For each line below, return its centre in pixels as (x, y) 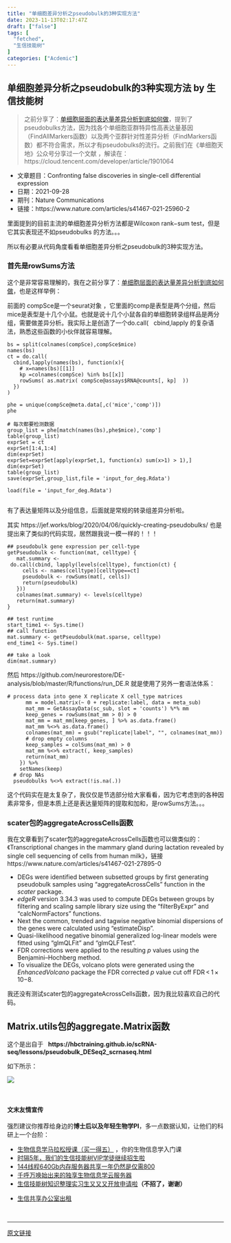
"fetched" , (29, 39)
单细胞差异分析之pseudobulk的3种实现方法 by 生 (111, 88)
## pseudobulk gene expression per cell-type (73, 546)
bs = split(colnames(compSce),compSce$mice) (72, 344)
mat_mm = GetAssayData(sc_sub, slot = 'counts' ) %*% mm (107, 708)
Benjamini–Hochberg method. (59, 958)
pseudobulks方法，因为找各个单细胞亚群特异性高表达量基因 (109, 128)
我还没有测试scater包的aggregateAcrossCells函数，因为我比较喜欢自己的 (111, 994)
